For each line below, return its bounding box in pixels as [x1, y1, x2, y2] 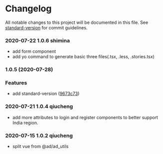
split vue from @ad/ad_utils [12, 144, 69, 150]
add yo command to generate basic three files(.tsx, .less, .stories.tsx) [12, 54, 155, 60]
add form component [12, 48, 56, 55]
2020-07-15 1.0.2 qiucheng [5, 132, 73, 139]
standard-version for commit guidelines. [5, 24, 88, 30]
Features [5, 79, 27, 86]
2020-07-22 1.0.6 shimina [5, 37, 70, 44]
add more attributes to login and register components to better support [12, 114, 159, 120]
